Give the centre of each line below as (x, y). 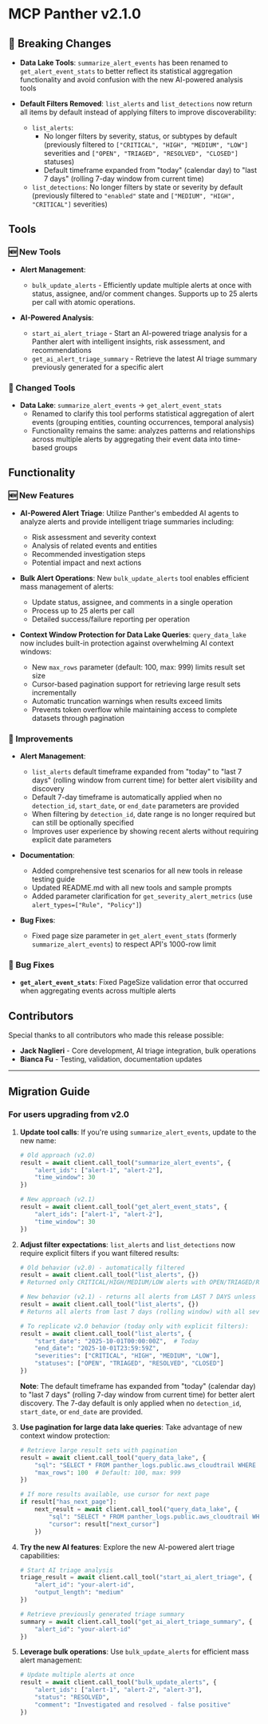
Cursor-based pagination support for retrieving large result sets (136, 684)
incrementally (54, 692)
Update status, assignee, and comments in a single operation (132, 602)
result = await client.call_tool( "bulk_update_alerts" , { (118, 1682)
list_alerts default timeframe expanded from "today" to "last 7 (136, 771)
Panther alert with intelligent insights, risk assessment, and (128, 342)
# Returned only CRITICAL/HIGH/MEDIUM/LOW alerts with (113, 1282)
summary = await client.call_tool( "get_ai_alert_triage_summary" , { (136, 1622)
